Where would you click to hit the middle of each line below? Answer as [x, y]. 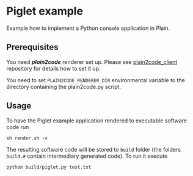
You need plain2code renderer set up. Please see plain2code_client [92, 62]
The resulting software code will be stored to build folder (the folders [94, 149]
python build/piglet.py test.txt [49, 167]
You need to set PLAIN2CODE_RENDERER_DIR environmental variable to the [96, 80]
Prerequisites [32, 47]
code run [18, 127]
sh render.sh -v [27, 138]
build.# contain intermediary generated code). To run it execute [87, 156]
